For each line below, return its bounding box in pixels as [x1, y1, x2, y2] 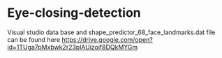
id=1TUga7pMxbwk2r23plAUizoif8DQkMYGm [7, 43, 138, 51]
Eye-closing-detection [7, 5, 141, 21]
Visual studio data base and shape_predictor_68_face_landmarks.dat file [7, 28, 216, 36]
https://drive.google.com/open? [61, 35, 154, 43]
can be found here [7, 35, 61, 43]
